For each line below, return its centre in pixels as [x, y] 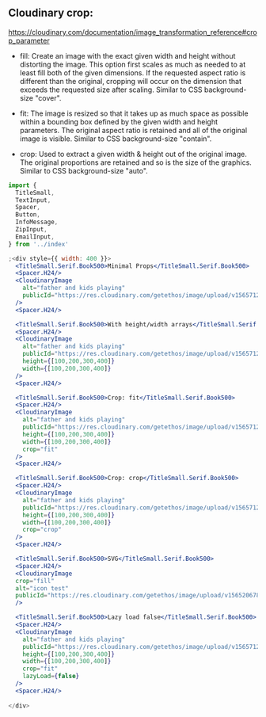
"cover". [48, 97]
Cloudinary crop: [51, 13]
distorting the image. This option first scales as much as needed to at [133, 64]
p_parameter [29, 40]
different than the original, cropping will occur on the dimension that [130, 81]
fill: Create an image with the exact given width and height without [127, 55]
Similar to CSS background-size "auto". [84, 170]
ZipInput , [31, 230]
